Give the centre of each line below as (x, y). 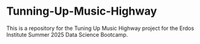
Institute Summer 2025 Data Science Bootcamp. (67, 34)
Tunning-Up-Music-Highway (82, 11)
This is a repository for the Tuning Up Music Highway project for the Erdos (100, 28)
